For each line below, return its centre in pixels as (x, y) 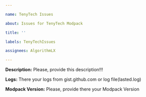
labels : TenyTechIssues (31, 42)
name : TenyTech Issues (29, 14)
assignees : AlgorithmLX (31, 51)
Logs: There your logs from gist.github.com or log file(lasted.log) (73, 79)
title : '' (16, 33)
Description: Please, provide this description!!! (54, 70)
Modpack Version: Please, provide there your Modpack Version (72, 89)
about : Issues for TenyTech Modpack (44, 23)
